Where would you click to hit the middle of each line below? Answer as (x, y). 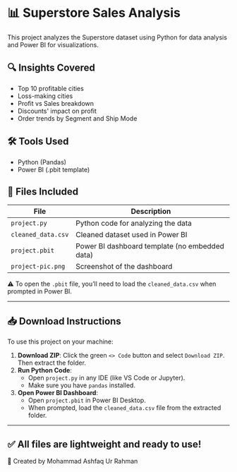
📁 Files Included (43, 192)
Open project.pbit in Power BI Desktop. (87, 400)
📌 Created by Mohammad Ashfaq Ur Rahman (73, 461)
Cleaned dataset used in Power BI (131, 235)
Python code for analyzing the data (133, 224)
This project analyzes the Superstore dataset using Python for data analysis (117, 37)
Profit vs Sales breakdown (55, 103)
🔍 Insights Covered (51, 68)
